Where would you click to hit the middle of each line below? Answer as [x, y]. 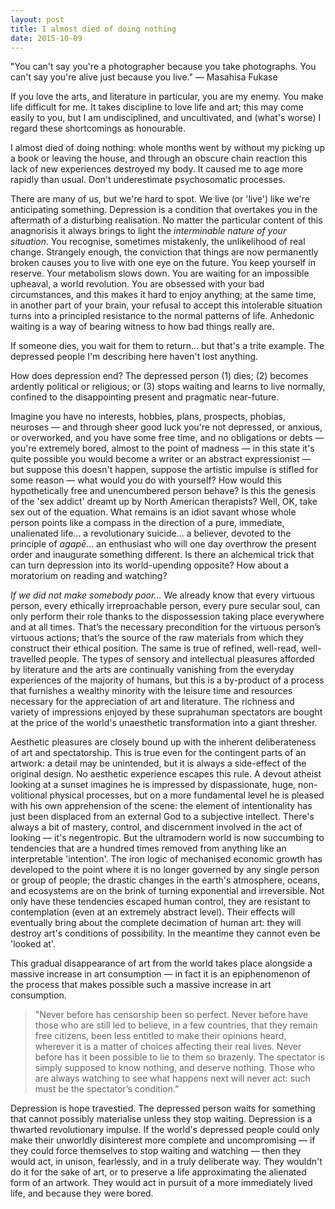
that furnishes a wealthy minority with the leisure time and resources [151, 691]
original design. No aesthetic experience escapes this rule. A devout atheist [166, 774]
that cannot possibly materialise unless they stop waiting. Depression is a [161, 1119]
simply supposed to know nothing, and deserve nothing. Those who [175, 1068]
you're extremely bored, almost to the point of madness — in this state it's [162, 448]
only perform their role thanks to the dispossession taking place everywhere [167, 617]
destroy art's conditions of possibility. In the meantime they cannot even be [165, 933]
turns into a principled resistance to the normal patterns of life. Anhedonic [162, 316]
